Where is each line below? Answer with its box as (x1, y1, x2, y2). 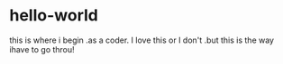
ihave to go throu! (9, 44, 75, 54)
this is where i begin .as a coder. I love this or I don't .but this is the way (9, 35, 275, 45)
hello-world (9, 5, 99, 26)
